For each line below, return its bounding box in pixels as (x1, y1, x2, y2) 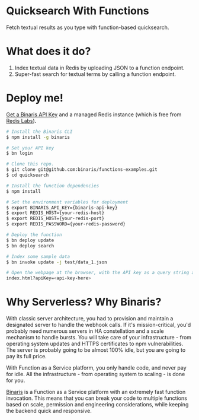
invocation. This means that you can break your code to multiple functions (6, 394, 188, 402)
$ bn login (6, 150, 33, 157)
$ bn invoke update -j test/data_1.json (6, 259, 108, 265)
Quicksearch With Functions (6, 4, 149, 18)
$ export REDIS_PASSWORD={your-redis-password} (6, 221, 126, 227)
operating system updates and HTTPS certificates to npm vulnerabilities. (6, 340, 184, 348)
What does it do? (6, 44, 91, 58)
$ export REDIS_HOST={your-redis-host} (6, 210, 105, 216)
